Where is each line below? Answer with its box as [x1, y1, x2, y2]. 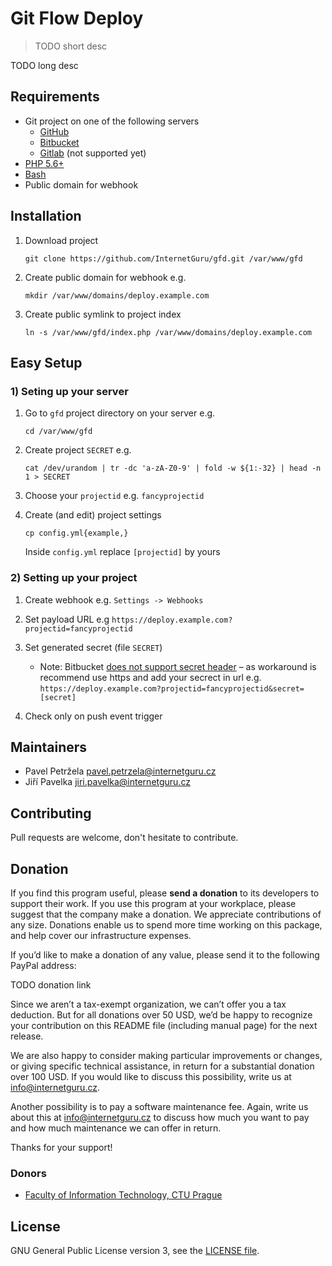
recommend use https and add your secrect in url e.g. [39, 671, 262, 683]
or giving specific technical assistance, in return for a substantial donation [10, 1060, 315, 1072]
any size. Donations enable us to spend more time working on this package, [10, 918, 323, 931]
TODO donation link [10, 978, 92, 991]
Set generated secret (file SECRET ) [24, 641, 163, 653]
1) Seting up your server [10, 384, 129, 398]
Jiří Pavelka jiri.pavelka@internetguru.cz [24, 776, 191, 788]
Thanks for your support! [10, 1141, 113, 1153]
